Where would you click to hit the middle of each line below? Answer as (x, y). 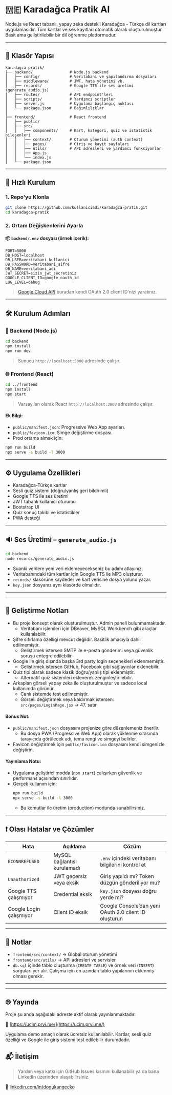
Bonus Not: (17, 716)
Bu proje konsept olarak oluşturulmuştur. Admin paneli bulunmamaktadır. (89, 623)
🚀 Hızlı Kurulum (30, 182)
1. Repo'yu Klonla (27, 197)
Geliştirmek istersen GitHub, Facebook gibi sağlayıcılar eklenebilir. (90, 667)
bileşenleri (18, 135)
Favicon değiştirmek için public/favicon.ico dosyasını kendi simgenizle (89, 744)
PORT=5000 (16, 251)
